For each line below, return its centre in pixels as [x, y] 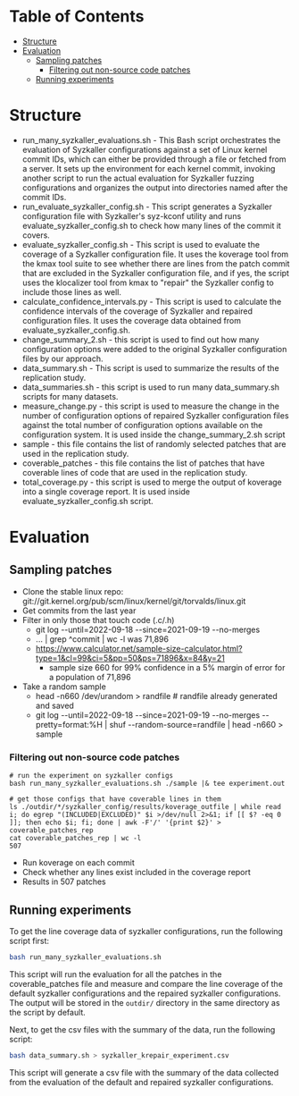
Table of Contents [77, 17]
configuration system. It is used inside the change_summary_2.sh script [154, 434]
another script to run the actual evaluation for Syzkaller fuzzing [138, 178]
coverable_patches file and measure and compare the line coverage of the [146, 983]
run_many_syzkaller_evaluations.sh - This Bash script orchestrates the [151, 139]
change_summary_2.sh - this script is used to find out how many [141, 339]
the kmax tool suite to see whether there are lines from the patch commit [156, 263]
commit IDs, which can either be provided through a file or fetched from [154, 159]
